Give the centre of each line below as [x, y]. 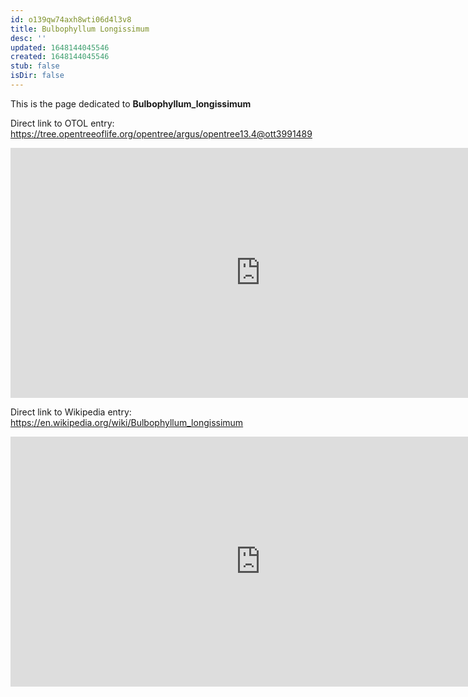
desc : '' [28, 38]
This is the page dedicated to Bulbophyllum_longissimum [131, 103]
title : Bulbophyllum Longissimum [80, 29]
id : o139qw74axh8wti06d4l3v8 [71, 19]
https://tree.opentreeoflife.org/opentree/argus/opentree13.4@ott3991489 [161, 133]
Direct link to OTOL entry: [62, 123]
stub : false [35, 66]
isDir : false [37, 76]
